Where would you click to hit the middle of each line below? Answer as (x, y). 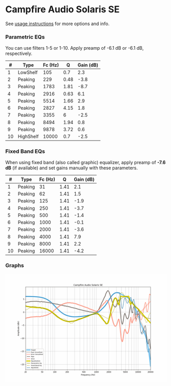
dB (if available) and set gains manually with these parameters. (72, 168)
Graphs (15, 266)
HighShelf (28, 136)
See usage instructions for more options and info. (58, 24)
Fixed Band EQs (25, 151)
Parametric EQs (25, 37)
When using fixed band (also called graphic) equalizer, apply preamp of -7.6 (85, 162)
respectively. (19, 54)
